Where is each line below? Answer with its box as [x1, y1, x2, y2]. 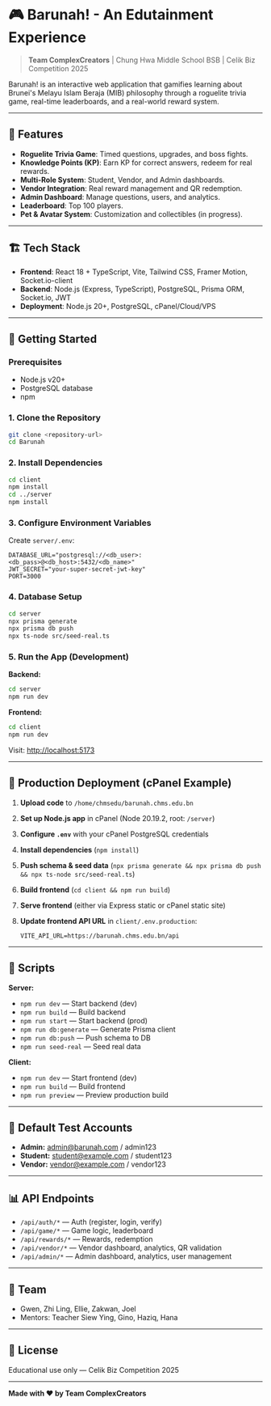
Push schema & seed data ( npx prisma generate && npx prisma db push [19, 860, 262, 870]
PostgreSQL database [19, 383, 94, 393]
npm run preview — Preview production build [19, 1090, 169, 1099]
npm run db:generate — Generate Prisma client [19, 1024, 176, 1034]
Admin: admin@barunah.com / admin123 [19, 1142, 157, 1152]
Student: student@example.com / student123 [19, 1151, 172, 1161]
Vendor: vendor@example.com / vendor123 [19, 1159, 167, 1169]
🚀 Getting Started [8, 332, 98, 345]
